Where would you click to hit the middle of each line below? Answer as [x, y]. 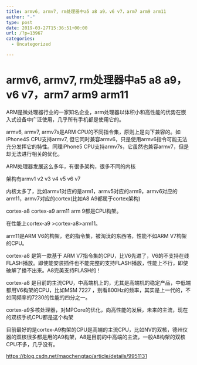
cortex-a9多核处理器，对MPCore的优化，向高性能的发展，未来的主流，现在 [97, 310]
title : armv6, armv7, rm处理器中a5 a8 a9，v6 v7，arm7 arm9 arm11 [86, 11]
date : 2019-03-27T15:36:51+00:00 [47, 28]
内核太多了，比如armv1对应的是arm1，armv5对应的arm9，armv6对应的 [92, 191]
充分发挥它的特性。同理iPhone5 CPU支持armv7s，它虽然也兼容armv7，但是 [98, 146]
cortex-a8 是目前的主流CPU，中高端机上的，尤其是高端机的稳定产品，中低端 [98, 282]
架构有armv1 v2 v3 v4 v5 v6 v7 [43, 179]
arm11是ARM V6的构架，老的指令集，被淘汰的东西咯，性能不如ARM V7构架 [96, 236]
